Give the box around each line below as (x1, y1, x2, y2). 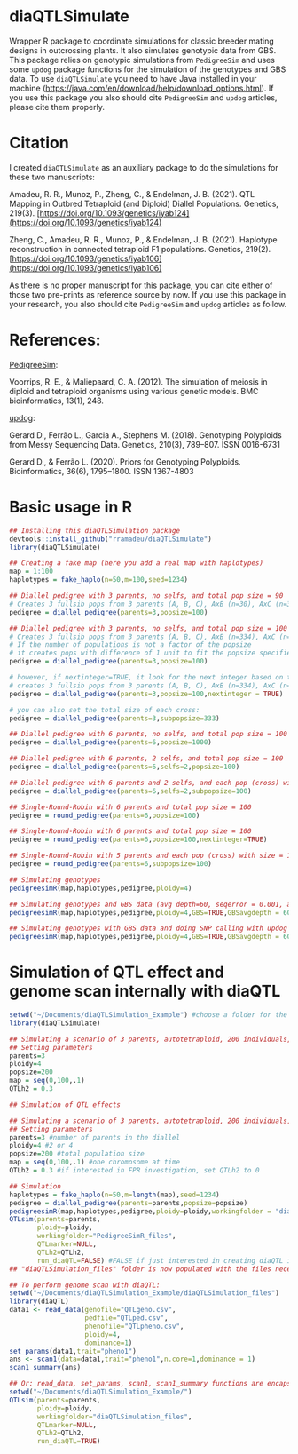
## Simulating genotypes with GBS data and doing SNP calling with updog (9, 924, 288, 934)
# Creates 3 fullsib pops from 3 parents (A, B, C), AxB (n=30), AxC (9, 600, 272, 608)
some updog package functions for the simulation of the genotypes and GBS (9, 64, 286, 75)
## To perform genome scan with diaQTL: (9, 1281, 161, 1290)
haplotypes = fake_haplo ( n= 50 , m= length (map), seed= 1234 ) (9, 1190, 220, 1199)
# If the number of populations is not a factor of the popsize (9, 640, 252, 649)
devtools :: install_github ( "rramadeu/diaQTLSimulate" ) (9, 535, 213, 544)
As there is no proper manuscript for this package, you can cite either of (9, 280, 273, 290)
